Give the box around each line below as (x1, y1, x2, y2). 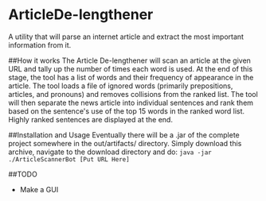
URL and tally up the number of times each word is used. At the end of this (8, 64, 253, 73)
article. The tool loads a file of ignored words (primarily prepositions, (8, 81, 233, 91)
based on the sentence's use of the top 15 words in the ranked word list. (8, 106, 245, 116)
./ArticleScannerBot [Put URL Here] (8, 155, 130, 164)
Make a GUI (19, 184, 59, 194)
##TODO (8, 169, 37, 179)
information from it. (8, 40, 72, 49)
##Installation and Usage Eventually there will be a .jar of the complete (8, 129, 241, 140)
